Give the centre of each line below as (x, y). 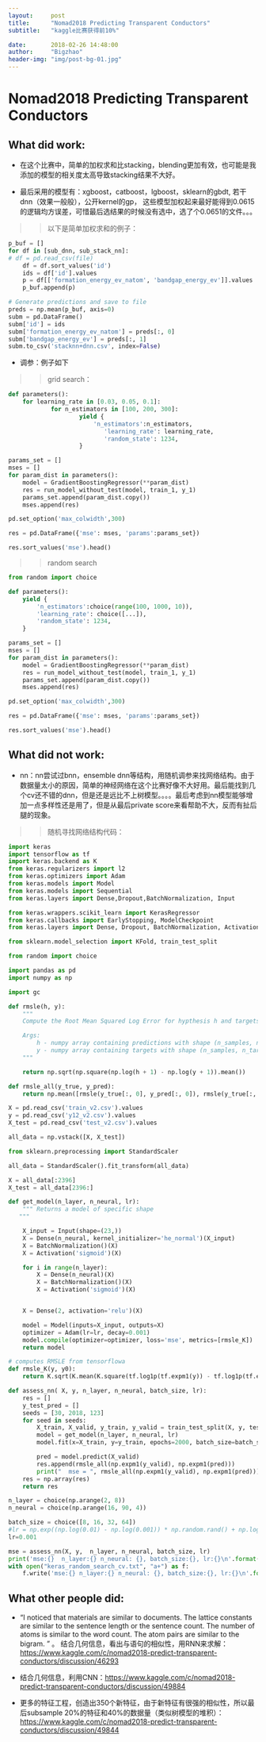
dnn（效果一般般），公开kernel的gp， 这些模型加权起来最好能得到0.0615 (137, 202)
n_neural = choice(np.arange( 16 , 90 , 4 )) (78, 1508)
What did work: (47, 145)
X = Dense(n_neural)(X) (76, 1275)
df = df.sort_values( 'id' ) (67, 266)
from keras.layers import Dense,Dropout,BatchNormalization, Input (122, 898)
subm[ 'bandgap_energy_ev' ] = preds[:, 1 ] (78, 339)
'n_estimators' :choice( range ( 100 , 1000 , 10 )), (115, 607)
